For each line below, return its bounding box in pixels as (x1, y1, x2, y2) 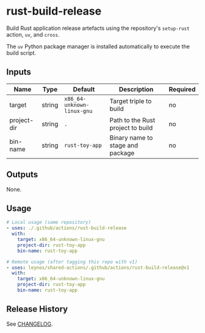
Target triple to (109, 96, 152, 105)
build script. (6, 49, 37, 56)
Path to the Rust (109, 116, 156, 124)
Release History (6, 304, 68, 315)
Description (118, 85, 154, 93)
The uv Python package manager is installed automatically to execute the (6, 43, 190, 50)
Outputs (6, 170, 38, 180)
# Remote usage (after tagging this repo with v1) (6, 259, 138, 265)
